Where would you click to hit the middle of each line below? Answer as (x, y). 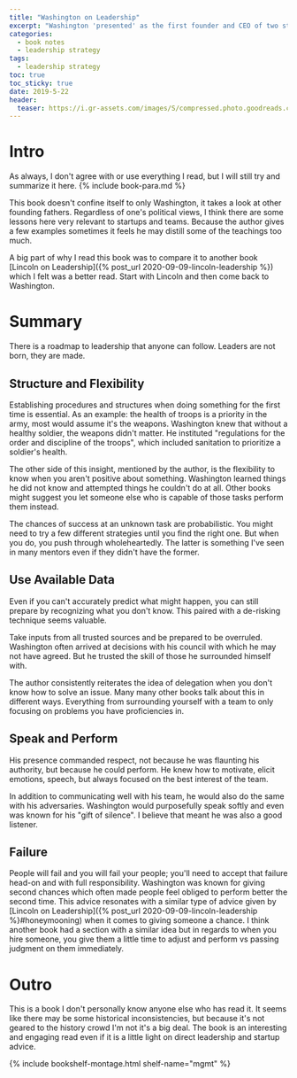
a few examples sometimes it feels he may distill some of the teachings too (146, 231)
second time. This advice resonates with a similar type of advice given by (143, 902)
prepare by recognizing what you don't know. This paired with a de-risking (145, 610)
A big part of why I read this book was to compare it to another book (133, 258)
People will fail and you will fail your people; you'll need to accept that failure (148, 873)
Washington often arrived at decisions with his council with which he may (143, 647)
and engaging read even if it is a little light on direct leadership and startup (145, 1037)
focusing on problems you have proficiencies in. (97, 710)
